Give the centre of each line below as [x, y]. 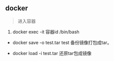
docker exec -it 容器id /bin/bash [46, 32]
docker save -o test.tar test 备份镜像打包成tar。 [62, 42]
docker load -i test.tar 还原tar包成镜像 [52, 53]
